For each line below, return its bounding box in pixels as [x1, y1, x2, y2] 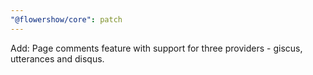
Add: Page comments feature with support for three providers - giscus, [10, 42, 303, 54]
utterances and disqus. [10, 52, 105, 65]
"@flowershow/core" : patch [10, 14, 123, 25]
